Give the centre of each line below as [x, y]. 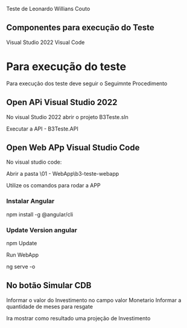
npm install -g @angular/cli [40, 214]
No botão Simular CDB [49, 285]
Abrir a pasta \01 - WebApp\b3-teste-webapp [63, 174]
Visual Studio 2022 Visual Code [46, 42]
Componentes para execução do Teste [81, 27]
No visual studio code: [34, 162]
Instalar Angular [30, 201]
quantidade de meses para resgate [50, 306]
